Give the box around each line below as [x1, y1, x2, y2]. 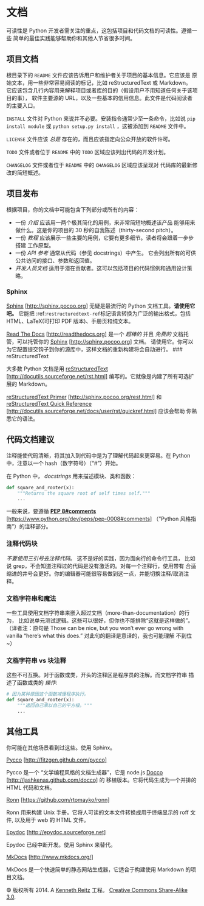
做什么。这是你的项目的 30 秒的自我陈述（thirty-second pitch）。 [15, 226, 177, 233]
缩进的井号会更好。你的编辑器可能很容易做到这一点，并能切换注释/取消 [6, 570, 184, 577]
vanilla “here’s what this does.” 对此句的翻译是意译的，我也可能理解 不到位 [6, 632, 192, 639]
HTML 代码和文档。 [6, 784, 55, 791]
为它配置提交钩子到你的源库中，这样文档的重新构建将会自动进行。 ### [6, 345, 183, 353]
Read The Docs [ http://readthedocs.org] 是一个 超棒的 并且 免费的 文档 [6, 330, 184, 338]
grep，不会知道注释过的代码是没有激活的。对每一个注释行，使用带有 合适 [13, 562, 197, 570]
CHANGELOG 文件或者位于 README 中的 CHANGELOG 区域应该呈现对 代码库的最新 [6, 161, 192, 168]
